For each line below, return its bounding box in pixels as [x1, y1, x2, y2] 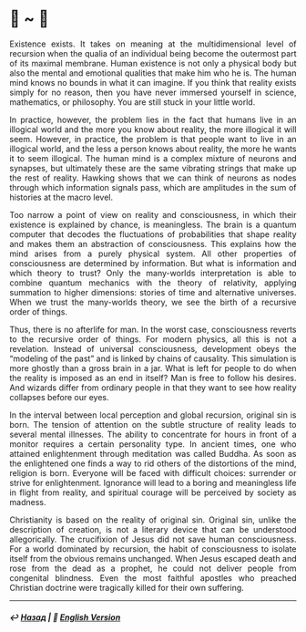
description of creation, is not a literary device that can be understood [9, 523, 297, 534]
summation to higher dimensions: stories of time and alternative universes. [9, 286, 297, 297]
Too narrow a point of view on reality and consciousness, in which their [9, 209, 297, 220]
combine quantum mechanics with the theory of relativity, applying [9, 277, 297, 288]
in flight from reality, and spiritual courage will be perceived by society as [9, 487, 297, 498]
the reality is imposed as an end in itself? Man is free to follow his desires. [9, 372, 297, 383]
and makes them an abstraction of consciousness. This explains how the [9, 238, 297, 249]
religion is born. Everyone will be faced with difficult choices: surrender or [9, 467, 297, 478]
